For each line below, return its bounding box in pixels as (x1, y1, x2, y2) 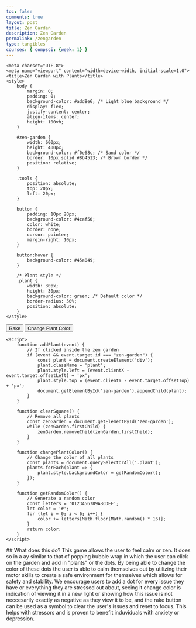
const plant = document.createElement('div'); (37, 357, 153, 363)
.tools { (16, 175, 38, 181)
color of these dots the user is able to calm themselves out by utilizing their (6, 565, 187, 572)
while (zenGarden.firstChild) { (27, 424, 106, 430)
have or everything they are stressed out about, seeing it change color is (6, 584, 181, 591)
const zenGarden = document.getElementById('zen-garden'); (27, 418, 174, 424)
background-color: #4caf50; (27, 216, 95, 222)
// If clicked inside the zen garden (27, 346, 119, 353)
